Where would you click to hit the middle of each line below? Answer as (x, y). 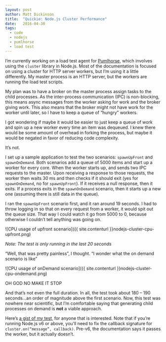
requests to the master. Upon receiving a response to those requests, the (80, 173)
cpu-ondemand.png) (26, 274)
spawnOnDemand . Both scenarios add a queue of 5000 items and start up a (79, 162)
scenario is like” (21, 259)
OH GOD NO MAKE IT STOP (34, 283)
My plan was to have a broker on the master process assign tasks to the (78, 91)
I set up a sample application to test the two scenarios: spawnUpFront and (79, 157)
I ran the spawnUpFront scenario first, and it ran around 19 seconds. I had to (81, 203)
